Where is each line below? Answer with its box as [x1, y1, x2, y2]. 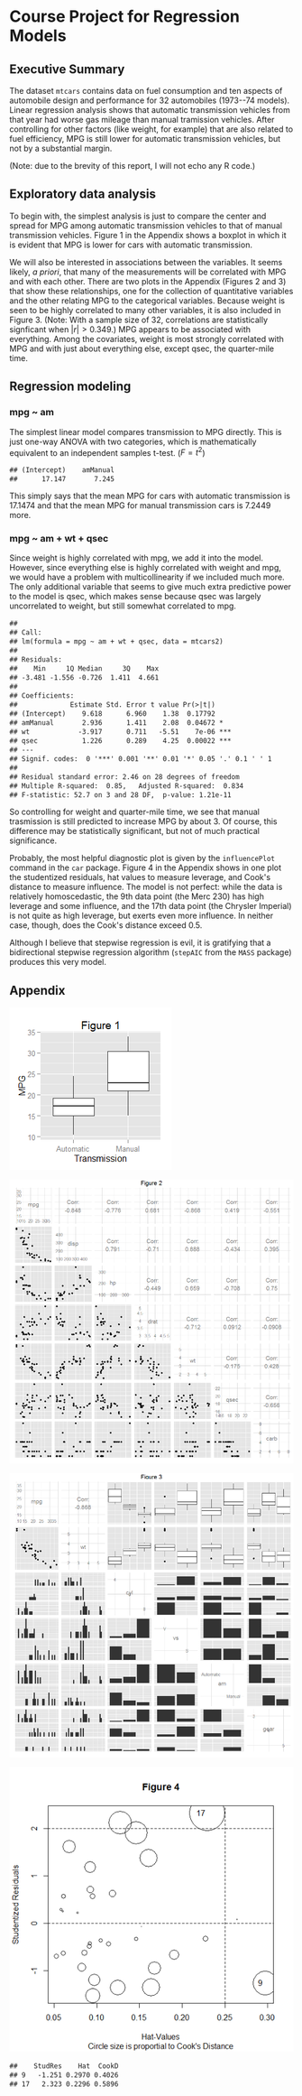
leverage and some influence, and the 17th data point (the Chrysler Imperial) [9, 901, 292, 912]
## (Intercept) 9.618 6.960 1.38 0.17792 [9, 709, 216, 719]
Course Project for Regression [9, 6, 241, 27]
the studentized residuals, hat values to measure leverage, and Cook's [9, 872, 271, 883]
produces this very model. [9, 957, 106, 968]
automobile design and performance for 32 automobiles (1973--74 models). [9, 95, 290, 106]
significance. [9, 835, 58, 846]
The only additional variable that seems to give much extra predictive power [9, 581, 291, 592]
